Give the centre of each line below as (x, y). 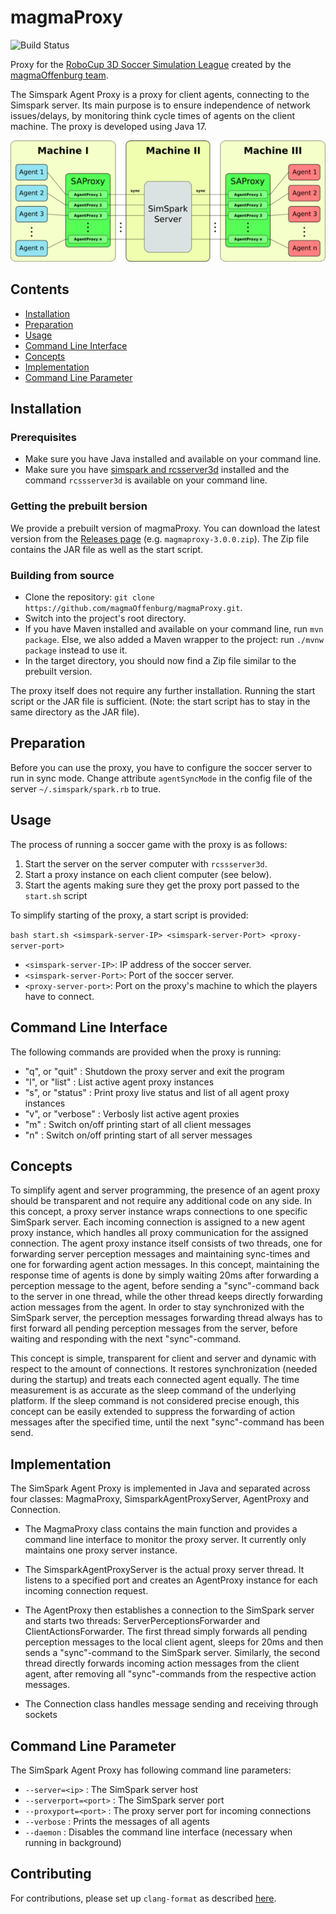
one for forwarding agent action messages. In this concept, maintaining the (165, 1265)
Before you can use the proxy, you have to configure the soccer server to (161, 767)
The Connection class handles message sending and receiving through (171, 1704)
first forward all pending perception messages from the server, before (154, 1328)
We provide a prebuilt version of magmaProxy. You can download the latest (165, 528)
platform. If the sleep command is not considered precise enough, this (155, 1401)
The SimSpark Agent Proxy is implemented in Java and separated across (160, 1488)
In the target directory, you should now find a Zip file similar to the (160, 661)
